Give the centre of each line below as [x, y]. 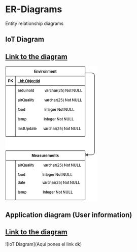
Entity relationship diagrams [35, 23]
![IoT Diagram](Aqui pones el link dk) [44, 244]
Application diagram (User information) [69, 215]
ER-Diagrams [34, 9]
